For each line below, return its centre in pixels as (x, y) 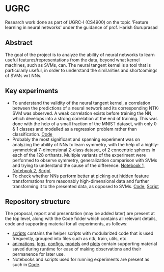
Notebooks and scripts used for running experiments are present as (81, 259)
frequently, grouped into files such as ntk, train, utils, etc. (70, 239)
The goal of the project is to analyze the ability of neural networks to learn (80, 54)
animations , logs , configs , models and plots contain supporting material (84, 244)
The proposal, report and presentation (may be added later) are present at (80, 214)
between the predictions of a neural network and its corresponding (80, 108)
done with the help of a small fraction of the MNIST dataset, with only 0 (84, 124)
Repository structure (38, 202)
